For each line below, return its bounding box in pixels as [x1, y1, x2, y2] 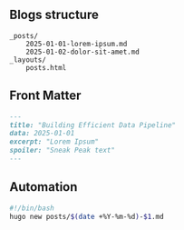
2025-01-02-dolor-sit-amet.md [25, 47, 140, 56]
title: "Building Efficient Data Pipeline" [9, 120, 177, 130]
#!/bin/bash [9, 204, 54, 213]
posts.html [25, 63, 67, 72]
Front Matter [9, 88, 82, 104]
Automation [9, 179, 78, 195]
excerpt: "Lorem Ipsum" [9, 137, 100, 146]
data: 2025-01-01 [9, 129, 75, 138]
